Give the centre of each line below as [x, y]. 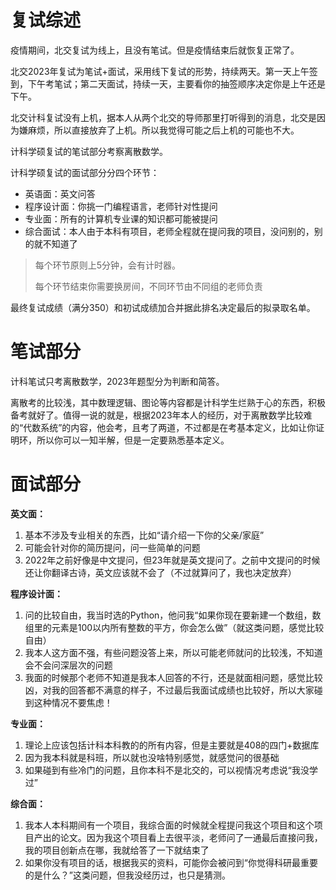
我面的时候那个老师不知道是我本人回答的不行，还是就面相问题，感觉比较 [173, 677]
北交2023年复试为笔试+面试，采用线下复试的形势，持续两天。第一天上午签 [164, 71]
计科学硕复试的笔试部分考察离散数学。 [89, 151]
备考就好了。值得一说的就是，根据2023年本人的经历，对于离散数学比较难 [161, 415]
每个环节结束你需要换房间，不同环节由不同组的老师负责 [148, 286]
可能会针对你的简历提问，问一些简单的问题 [112, 547]
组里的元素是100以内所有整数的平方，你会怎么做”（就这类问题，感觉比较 [174, 627]
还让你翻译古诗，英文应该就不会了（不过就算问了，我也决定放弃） [160, 572]
